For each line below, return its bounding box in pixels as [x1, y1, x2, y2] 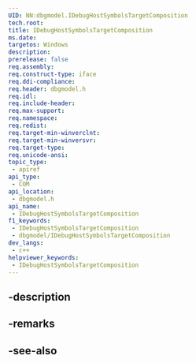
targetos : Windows [8, 41, 68, 49]
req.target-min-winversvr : [8, 136, 97, 144]
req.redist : [8, 122, 47, 129]
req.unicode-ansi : [8, 151, 68, 159]
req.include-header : [8, 99, 76, 107]
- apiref [11, 166, 41, 174]
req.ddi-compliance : [8, 77, 76, 85]
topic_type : [8, 159, 47, 167]
